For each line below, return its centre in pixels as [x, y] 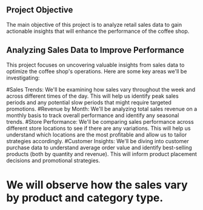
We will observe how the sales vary [97, 185]
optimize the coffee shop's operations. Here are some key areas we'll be [97, 71]
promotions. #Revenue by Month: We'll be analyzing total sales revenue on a [102, 109]
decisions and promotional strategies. [53, 160]
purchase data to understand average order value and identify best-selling [99, 147]
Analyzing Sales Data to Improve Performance [95, 50]
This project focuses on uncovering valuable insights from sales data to [95, 65]
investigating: [23, 78]
